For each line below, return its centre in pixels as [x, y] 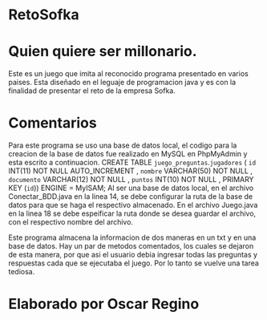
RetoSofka [44, 15]
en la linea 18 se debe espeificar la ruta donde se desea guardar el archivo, [132, 213]
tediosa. [22, 272]
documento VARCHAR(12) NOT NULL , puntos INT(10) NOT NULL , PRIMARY [131, 180]
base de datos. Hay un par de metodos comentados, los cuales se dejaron [131, 246]
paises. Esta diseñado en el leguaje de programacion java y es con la [122, 83]
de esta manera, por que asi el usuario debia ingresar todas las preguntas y [133, 255]
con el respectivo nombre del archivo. [71, 222]
